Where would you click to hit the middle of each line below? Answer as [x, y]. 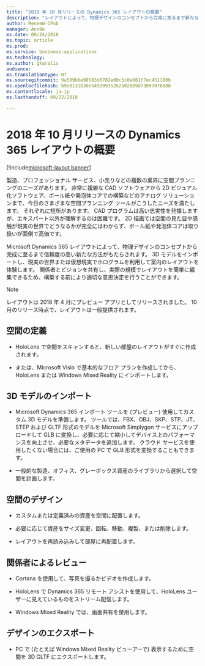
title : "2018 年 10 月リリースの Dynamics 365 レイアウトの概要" [84, 12]
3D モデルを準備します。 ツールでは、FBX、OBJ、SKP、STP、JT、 [113, 420]
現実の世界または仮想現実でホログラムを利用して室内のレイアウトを [113, 262]
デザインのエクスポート [50, 633]
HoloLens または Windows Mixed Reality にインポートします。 [93, 375]
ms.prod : [17, 46]
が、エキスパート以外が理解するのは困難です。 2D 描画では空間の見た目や [99, 218]
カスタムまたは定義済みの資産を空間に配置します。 [79, 516]
